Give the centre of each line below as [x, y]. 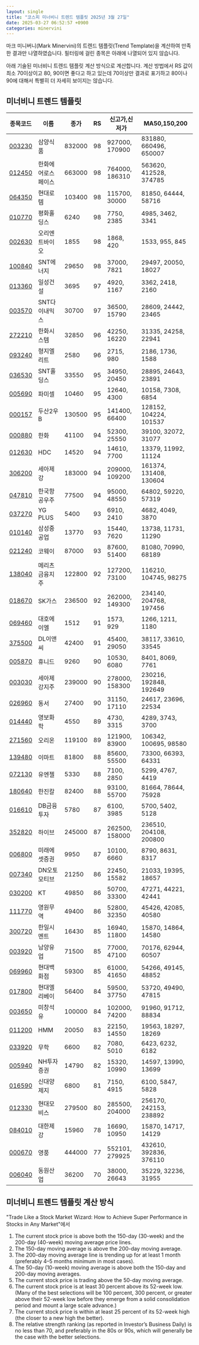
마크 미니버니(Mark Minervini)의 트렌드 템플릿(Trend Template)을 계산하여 [93, 46]
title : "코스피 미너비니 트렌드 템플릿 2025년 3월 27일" [68, 17]
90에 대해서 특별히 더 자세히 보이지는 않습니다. [60, 81]
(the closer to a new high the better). [60, 1318]
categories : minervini [34, 28]
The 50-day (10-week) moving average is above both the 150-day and [100, 1267]
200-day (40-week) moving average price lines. [73, 1242]
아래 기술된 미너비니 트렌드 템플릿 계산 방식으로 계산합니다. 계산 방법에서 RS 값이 [99, 66]
